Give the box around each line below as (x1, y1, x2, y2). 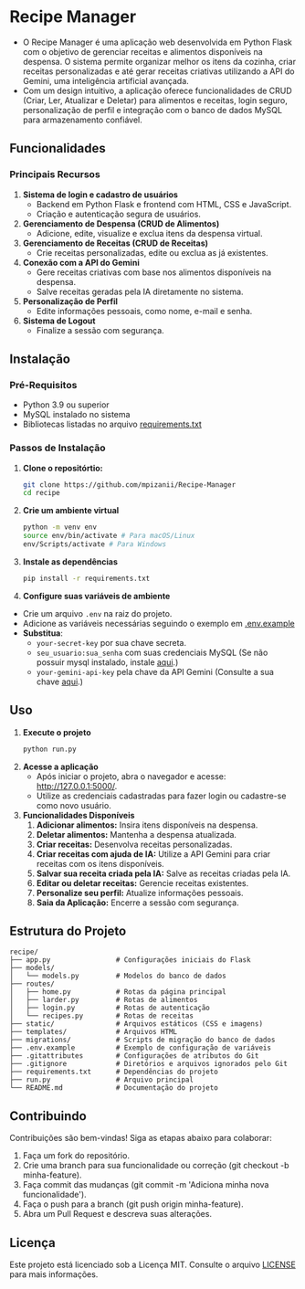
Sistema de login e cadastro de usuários (22, 189, 178, 200)
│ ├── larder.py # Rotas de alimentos (9, 996, 198, 1005)
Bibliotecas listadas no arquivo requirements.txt (22, 418, 203, 430)
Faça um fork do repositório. (22, 1150, 131, 1161)
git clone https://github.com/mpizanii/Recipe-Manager (22, 480, 237, 490)
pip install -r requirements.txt (22, 574, 151, 583)
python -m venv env (22, 523, 98, 532)
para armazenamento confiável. (22, 114, 143, 125)
